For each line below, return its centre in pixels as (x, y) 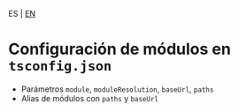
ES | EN (22, 14)
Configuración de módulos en (119, 49)
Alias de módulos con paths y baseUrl (89, 98)
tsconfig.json (60, 67)
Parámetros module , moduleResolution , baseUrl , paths (117, 89)
